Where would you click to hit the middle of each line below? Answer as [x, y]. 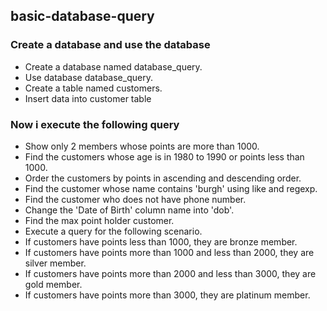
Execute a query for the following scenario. [113, 231]
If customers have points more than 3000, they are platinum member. [167, 295]
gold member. [53, 284]
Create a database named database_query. [113, 66]
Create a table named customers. [93, 88]
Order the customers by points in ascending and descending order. [163, 178]
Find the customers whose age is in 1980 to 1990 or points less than [164, 156]
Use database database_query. [88, 77]
